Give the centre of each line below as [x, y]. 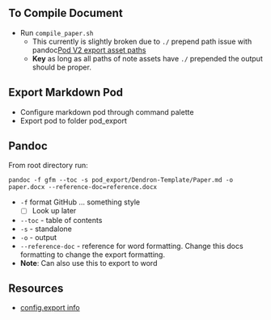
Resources [36, 288]
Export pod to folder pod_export [74, 120]
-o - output [38, 237]
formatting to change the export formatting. [93, 255]
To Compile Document [66, 13]
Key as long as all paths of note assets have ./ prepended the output [147, 58]
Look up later [54, 211]
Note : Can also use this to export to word [89, 263]
